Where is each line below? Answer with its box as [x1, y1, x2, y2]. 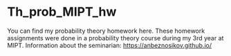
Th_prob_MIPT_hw [7, 4, 117, 20]
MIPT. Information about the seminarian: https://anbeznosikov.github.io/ [7, 41, 212, 49]
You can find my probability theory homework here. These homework [7, 27, 205, 35]
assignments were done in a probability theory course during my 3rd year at [7, 33, 224, 42]
